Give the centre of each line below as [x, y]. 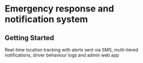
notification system [46, 19]
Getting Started [29, 38]
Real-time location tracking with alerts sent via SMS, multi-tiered [71, 50]
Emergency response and [59, 9]
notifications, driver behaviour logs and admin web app [62, 55]
